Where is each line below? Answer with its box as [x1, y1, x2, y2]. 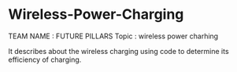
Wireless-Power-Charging [8, 5, 184, 23]
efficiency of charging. [8, 55, 82, 64]
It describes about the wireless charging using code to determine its [8, 46, 230, 56]
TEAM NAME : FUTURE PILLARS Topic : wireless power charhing [8, 31, 219, 41]
